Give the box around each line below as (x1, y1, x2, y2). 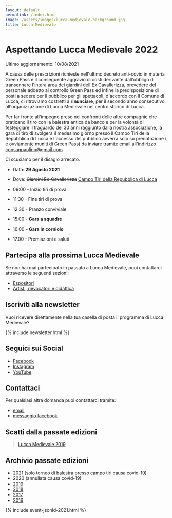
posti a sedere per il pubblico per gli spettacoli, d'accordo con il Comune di (5, 93, 164, 99)
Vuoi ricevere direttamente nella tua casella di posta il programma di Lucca (5, 314, 164, 320)
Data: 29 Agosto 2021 (12, 166, 60, 173)
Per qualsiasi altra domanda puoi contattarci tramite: (5, 397, 116, 403)
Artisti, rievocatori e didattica (12, 286, 74, 291)
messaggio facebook (12, 413, 58, 419)
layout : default (5, 7, 40, 13)
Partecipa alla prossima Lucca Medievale (5, 251, 140, 260)
